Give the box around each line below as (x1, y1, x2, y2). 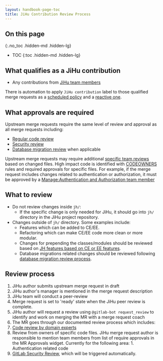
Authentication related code (12, 345, 69, 351)
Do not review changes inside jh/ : (12, 203, 82, 209)
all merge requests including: (5, 126, 64, 132)
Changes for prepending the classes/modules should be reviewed (19, 240, 153, 246)
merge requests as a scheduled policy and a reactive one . (5, 94, 122, 100)
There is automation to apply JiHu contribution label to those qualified (5, 89, 148, 95)
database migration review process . (19, 255, 92, 262)
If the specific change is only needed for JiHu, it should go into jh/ (19, 209, 154, 215)
